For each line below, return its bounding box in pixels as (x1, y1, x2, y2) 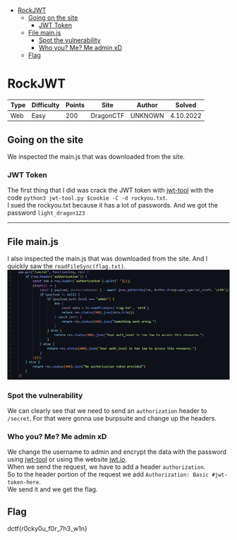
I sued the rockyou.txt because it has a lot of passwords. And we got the (7, 201, 219, 210)
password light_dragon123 (7, 208, 85, 217)
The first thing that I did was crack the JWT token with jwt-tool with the (7, 186, 214, 195)
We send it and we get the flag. (7, 485, 98, 493)
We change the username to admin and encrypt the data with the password (7, 448, 227, 456)
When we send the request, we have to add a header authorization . (7, 462, 206, 472)
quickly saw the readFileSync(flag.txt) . (7, 262, 126, 270)
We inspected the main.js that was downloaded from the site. (7, 152, 186, 161)
